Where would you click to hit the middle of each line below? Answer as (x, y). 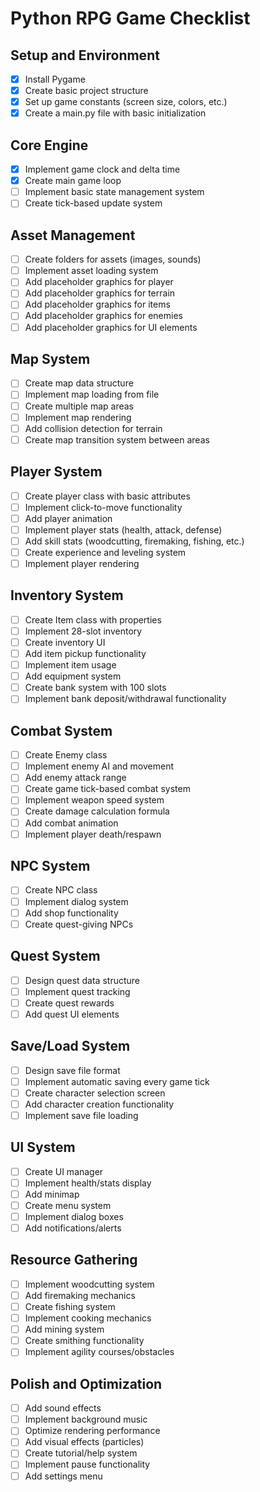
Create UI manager (64, 1171)
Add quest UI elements (72, 1014)
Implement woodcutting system (89, 1284)
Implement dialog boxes (74, 1216)
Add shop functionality (71, 913)
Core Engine (49, 145)
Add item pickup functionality (85, 653)
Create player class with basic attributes (107, 496)
